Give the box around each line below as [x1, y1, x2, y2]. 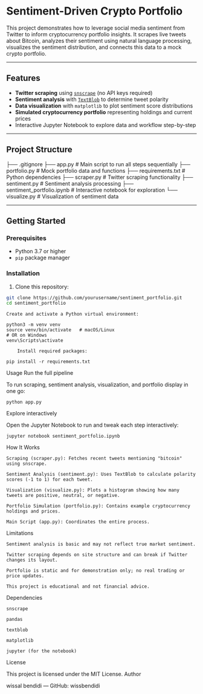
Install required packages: [17, 348, 88, 354]
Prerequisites [6, 234, 47, 242]
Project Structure [6, 144, 72, 155]
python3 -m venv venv [6, 322, 61, 328]
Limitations [6, 530, 34, 537]
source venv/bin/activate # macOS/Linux [6, 327, 115, 333]
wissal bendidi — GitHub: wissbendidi [6, 682, 100, 690]
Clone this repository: [14, 283, 69, 290]
